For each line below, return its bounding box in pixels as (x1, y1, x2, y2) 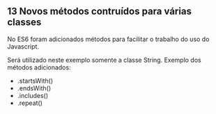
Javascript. (7, 42, 40, 51)
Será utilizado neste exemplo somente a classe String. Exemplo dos (7, 56, 201, 64)
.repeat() (17, 99, 43, 107)
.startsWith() (17, 76, 54, 85)
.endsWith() (17, 83, 52, 92)
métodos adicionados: (7, 63, 71, 72)
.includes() (17, 91, 49, 99)
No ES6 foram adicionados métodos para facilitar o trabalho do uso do (7, 35, 210, 43)
